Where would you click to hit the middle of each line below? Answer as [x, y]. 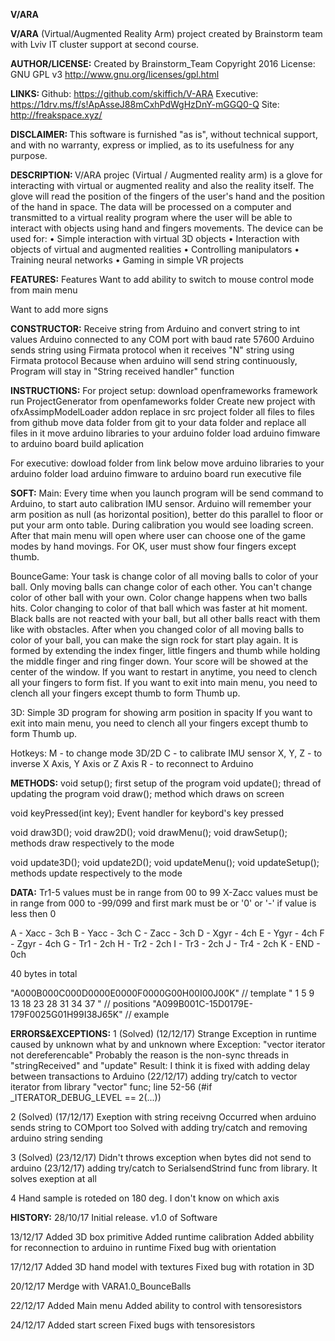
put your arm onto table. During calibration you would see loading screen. [162, 525]
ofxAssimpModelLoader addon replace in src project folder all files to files [162, 412]
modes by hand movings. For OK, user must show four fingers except [153, 546]
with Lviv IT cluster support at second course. [105, 44]
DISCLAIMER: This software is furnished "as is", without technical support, [164, 134]
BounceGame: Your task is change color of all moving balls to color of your [164, 576]
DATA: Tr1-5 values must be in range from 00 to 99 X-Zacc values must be [164, 892]
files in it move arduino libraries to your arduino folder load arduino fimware [165, 433]
